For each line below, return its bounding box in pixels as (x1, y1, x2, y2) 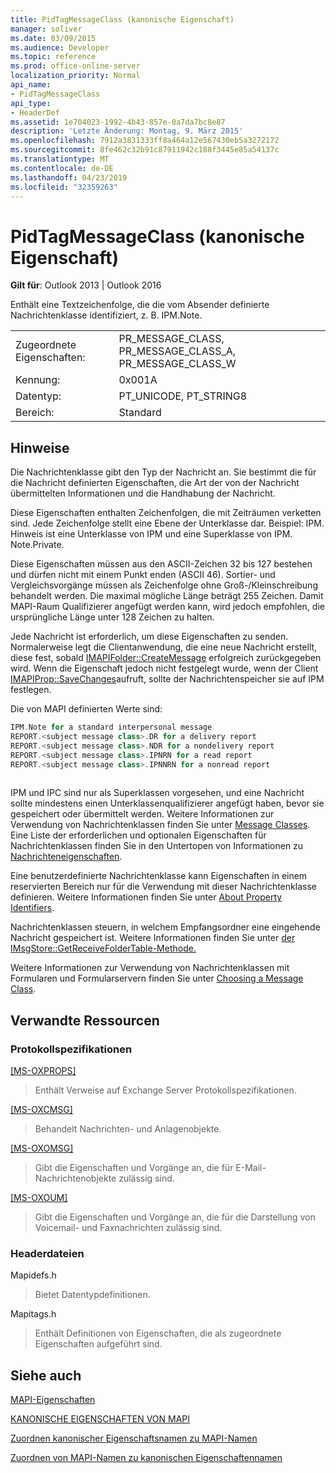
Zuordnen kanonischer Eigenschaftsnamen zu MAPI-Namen (10, 1432, 258, 1445)
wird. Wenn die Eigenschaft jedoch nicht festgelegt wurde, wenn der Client (10, 662, 319, 675)
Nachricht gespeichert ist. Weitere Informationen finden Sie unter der (10, 932, 296, 944)
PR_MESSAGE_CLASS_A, (118, 344, 237, 358)
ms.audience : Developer (10, 42, 110, 53)
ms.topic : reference (10, 52, 97, 62)
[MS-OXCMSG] (10, 1104, 73, 1116)
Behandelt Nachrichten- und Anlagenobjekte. (34, 1123, 222, 1135)
